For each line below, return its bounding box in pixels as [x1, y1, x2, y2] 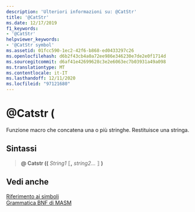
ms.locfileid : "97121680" [6, 81, 70, 87]
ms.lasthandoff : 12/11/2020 [6, 75, 76, 81]
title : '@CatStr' [6, 14, 49, 20]
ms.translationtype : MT [6, 64, 65, 70]
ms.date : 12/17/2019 [6, 20, 58, 26]
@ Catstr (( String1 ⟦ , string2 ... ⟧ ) [20, 159, 103, 167]
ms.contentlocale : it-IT [6, 70, 68, 76]
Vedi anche [6, 177, 49, 187]
